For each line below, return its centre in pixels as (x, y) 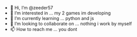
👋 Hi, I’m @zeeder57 (32, 8)
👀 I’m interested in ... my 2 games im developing (60, 13)
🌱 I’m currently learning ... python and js (52, 18)
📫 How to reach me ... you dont (44, 29)
